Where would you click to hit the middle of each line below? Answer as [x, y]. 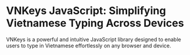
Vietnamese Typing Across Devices [95, 23]
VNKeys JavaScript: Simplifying [86, 11]
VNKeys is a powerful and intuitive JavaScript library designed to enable [94, 39]
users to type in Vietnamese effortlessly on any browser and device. [89, 46]
